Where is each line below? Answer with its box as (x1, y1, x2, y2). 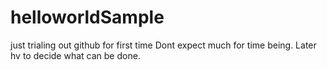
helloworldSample (10, 6, 165, 29)
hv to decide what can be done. (10, 49, 141, 61)
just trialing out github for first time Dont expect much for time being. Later (10, 39, 317, 51)
